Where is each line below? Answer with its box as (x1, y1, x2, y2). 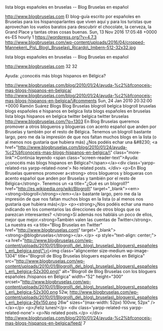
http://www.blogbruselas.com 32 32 (5, 63, 78, 69)
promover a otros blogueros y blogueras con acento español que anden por (5, 124, 157, 129)
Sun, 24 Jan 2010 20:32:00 (98, 98, 152, 104)
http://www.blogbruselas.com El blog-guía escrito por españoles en (5, 14, 141, 19)
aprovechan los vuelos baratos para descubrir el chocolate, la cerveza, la (5, 24, 152, 30)
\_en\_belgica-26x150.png (5, 299, 57, 305)
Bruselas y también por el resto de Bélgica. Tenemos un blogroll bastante (5, 129, 151, 134)
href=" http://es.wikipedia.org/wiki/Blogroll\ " (5, 186, 92, 191)
